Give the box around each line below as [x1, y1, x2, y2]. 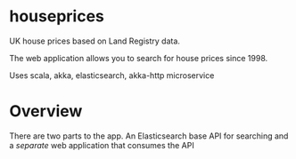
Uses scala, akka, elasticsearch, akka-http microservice [9, 69, 215, 81]
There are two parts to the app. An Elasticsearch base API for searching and [9, 131, 289, 141]
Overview [9, 101, 83, 122]
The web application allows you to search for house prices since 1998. [9, 52, 268, 63]
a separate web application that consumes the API [9, 139, 194, 150]
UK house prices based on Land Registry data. [9, 36, 181, 46]
